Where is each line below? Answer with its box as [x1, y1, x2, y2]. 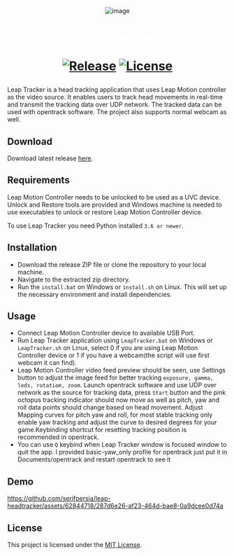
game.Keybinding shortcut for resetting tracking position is [17, 426, 187, 434]
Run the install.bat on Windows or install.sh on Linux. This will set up [17, 282, 227, 291]
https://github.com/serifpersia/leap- [7, 494, 111, 503]
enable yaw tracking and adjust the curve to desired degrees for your [17, 418, 217, 426]
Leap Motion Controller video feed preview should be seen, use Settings [17, 366, 226, 375]
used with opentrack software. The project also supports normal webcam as [7, 108, 227, 116]
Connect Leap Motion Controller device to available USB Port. [17, 329, 196, 338]
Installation [7, 242, 57, 253]
